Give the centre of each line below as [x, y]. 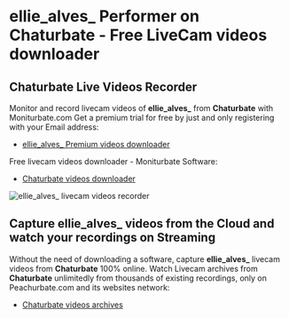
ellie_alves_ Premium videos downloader [96, 144]
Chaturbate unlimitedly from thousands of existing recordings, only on [138, 278]
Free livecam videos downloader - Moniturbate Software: [113, 161]
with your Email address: [54, 127]
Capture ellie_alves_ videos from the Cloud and [142, 224]
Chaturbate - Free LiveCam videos [138, 35]
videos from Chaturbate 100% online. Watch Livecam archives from [134, 268]
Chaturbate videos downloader [78, 179]
